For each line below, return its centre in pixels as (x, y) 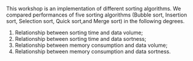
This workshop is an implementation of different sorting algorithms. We (94, 9)
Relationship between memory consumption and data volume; (91, 45)
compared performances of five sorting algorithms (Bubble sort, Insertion (96, 15)
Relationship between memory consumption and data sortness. (93, 52)
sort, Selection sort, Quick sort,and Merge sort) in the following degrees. (96, 21)
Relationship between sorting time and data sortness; (80, 39)
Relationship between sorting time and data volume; (79, 33)
